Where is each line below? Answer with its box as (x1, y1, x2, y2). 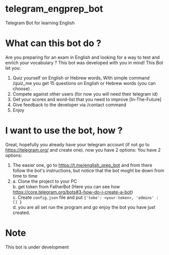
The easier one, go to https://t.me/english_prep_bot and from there (12, 162, 153, 168)
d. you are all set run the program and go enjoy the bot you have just (12, 204, 156, 210)
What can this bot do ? (5, 37, 102, 49)
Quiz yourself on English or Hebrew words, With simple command (12, 74, 150, 81)
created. (12, 209, 30, 216)
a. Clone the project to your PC (12, 178, 77, 184)
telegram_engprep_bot (5, 3, 103, 15)
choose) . (12, 86, 33, 92)
